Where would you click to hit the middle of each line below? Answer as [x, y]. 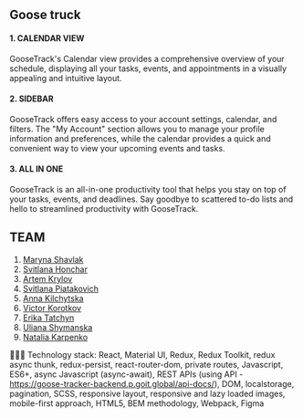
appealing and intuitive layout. [66, 78]
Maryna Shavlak [53, 259]
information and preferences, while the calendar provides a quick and [140, 138]
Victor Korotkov [52, 308]
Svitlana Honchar [55, 269]
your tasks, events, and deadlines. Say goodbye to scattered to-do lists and [151, 199]
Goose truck [45, 15]
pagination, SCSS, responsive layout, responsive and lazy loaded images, [147, 393]
